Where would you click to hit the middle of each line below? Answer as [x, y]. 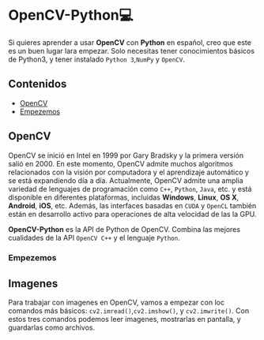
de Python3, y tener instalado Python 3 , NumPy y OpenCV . [97, 59]
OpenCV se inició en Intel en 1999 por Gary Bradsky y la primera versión [126, 155]
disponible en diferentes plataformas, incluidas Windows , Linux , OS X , [124, 197]
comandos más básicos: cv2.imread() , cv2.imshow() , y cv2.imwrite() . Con [129, 311]
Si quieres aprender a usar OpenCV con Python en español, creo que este [130, 42]
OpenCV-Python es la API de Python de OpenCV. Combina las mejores [124, 229]
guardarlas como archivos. [52, 327]
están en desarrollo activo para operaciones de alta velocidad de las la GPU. [132, 214]
